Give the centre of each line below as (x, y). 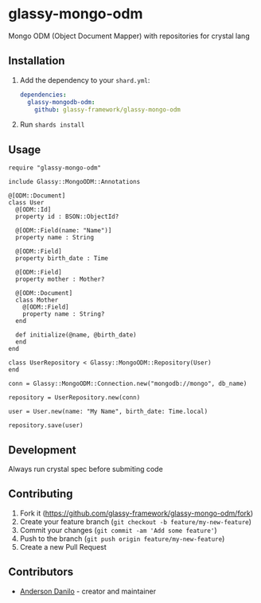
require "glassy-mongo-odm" (55, 168)
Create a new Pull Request (63, 547)
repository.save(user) (46, 426)
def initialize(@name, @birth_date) (76, 335)
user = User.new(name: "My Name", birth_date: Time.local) (108, 412)
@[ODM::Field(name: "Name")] (64, 231)
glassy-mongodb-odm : (61, 102)
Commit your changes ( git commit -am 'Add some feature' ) (118, 530)
